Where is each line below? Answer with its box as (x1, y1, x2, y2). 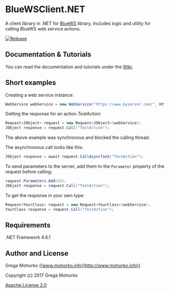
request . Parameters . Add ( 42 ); (5, 178, 67, 184)
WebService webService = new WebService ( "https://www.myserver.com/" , (5, 101, 157, 107)
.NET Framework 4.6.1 (5, 234, 51, 240)
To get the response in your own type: (5, 192, 85, 198)
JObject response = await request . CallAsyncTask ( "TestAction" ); (5, 154, 144, 159)
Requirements (5, 221, 51, 229)
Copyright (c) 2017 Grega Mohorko (5, 272, 78, 278)
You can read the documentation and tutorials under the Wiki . (5, 63, 134, 69)
